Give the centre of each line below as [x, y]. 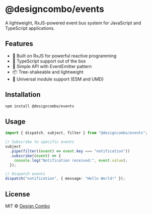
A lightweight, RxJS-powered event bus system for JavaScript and [73, 23]
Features [19, 44]
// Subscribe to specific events [40, 142]
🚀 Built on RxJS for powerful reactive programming [64, 56]
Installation [23, 95]
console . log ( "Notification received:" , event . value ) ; [71, 160]
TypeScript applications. [30, 28]
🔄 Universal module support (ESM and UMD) [58, 79]
